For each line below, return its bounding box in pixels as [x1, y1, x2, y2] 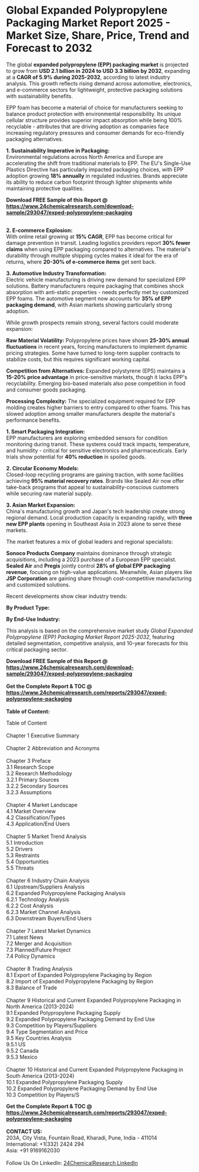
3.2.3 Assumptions [6, 788, 52, 795]
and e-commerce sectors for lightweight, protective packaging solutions [6, 86, 183, 93]
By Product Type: [6, 604, 50, 611]
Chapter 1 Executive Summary [6, 732, 80, 739]
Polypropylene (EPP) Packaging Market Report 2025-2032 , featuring [6, 633, 175, 641]
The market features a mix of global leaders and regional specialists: [6, 538, 174, 545]
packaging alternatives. [6, 135, 63, 142]
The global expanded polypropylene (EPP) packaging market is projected [6, 60, 189, 68]
